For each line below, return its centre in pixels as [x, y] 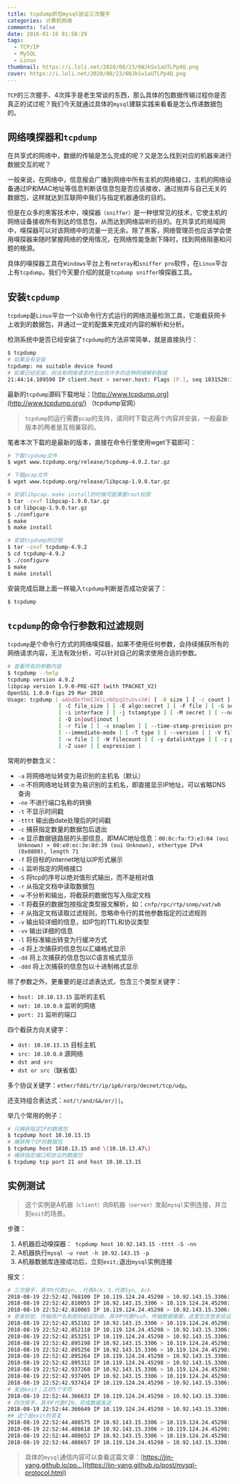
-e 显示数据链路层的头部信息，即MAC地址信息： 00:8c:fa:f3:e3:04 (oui [123, 838]
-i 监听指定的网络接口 [50, 868]
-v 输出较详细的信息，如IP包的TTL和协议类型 [83, 922]
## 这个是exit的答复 [34, 1416]
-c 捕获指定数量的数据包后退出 [63, 829]
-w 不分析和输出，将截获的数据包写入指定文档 [84, 895]
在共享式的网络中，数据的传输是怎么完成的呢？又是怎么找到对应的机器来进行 [119, 156]
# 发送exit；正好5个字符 [40, 1389]
